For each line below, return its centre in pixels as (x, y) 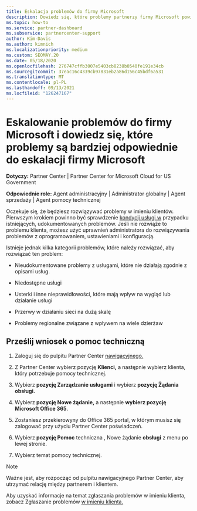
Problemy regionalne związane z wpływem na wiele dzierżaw (89, 323)
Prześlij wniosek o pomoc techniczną (75, 342)
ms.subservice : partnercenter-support (53, 33)
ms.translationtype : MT (35, 77)
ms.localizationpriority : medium (47, 50)
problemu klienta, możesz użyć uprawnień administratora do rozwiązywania (98, 230)
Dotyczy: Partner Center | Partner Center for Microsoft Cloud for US (89, 176)
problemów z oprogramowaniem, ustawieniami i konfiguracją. (81, 236)
